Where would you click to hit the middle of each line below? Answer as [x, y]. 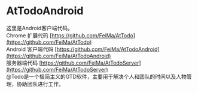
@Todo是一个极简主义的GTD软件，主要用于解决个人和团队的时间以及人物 [96, 76]
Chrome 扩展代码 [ [29, 35]
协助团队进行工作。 [40, 84]
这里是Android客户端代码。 [39, 28]
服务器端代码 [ [24, 63]
